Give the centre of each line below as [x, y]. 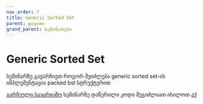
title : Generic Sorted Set [41, 18]
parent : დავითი [26, 23]
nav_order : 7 [23, 12]
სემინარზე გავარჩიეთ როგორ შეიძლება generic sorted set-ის [86, 76]
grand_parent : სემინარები [39, 29]
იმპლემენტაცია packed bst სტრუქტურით [59, 83]
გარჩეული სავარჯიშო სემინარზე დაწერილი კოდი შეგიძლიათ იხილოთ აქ [101, 95]
